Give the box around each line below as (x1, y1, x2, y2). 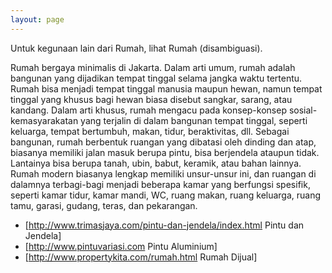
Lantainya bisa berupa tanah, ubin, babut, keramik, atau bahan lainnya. (10, 157, 302, 169)
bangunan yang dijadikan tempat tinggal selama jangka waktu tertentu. (10, 72, 303, 84)
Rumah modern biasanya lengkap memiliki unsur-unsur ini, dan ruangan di (10, 167, 317, 180)
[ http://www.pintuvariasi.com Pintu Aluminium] (24, 240, 218, 252)
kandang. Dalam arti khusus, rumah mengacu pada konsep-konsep (10, 104, 287, 116)
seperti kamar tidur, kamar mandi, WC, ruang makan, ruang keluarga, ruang (10, 189, 322, 201)
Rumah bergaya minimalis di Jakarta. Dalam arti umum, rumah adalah (10, 61, 296, 73)
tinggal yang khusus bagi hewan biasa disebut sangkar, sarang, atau (10, 93, 293, 105)
